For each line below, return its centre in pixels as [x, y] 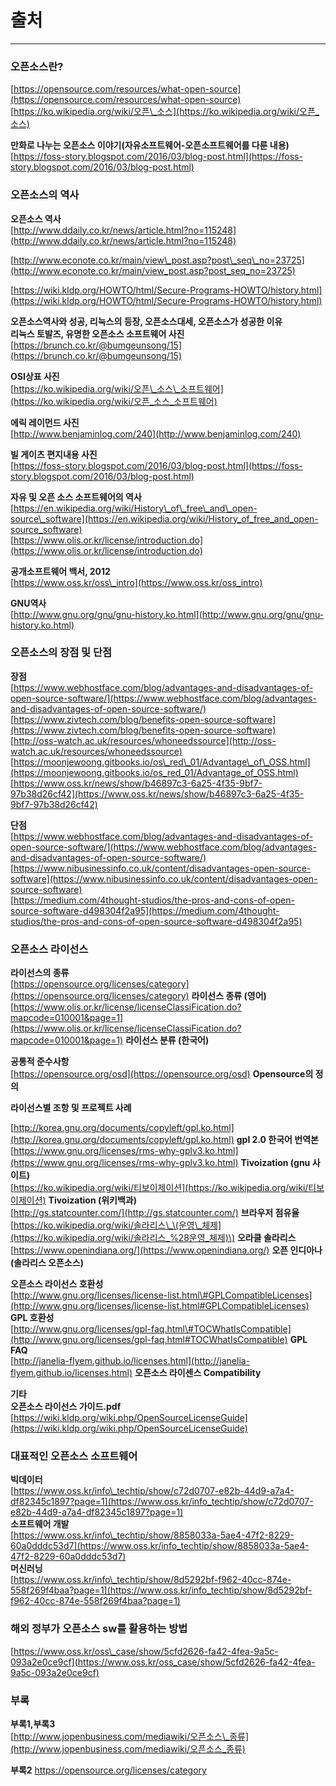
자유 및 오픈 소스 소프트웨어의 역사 [76, 497]
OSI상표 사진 [35, 376]
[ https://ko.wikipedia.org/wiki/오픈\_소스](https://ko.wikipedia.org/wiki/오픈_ [165, 112]
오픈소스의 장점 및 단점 [61, 653]
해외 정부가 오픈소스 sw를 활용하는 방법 [99, 1629]
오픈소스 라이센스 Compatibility [198, 1373]
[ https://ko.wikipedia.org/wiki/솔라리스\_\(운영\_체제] [116, 1225]
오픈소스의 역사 [45, 195]
